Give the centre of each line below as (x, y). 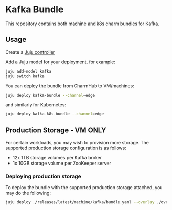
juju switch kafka (25, 76)
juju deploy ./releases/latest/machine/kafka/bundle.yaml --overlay (80, 202)
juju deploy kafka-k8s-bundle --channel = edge (55, 114)
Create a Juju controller (30, 52)
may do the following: (28, 193)
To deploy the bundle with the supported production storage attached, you (84, 188)
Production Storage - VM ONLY (56, 130)
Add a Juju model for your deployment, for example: (60, 62)
